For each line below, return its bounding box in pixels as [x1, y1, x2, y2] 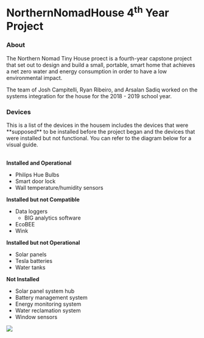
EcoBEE [15, 221, 35, 228]
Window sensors [15, 314, 58, 321]
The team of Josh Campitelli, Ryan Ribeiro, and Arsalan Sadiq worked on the [6, 86, 198, 93]
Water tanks [15, 264, 46, 271]
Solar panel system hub [15, 287, 75, 295]
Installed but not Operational [6, 239, 80, 246]
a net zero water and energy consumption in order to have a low [6, 68, 167, 75]
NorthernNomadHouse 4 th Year [6, 4, 169, 20]
